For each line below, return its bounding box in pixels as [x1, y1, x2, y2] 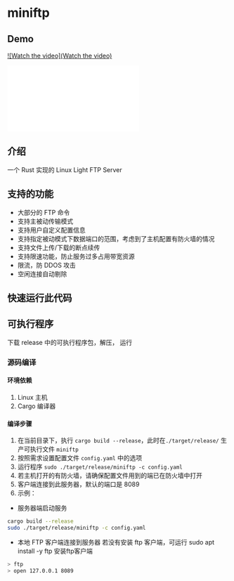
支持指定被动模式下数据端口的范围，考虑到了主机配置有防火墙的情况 [17, 234, 215, 243]
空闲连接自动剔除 [17, 269, 67, 278]
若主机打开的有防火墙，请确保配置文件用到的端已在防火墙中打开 [17, 471, 202, 480]
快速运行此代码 [7, 292, 72, 304]
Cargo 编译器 [17, 402, 56, 410]
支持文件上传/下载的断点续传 [17, 243, 100, 252]
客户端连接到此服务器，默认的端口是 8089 [17, 480, 140, 489]
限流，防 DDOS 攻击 [17, 261, 76, 269]
